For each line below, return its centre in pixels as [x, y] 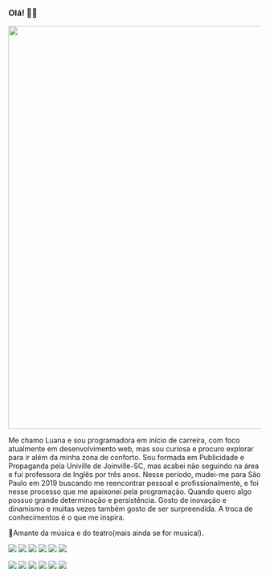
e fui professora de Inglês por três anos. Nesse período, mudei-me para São [135, 475]
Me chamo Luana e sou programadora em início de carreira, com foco [124, 440]
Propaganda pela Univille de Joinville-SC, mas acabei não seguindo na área [134, 466]
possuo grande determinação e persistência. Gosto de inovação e [117, 500]
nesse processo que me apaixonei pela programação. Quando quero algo [130, 492]
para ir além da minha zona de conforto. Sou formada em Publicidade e [127, 458]
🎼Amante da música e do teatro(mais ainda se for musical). [106, 533]
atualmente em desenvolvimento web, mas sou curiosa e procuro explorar [131, 449]
